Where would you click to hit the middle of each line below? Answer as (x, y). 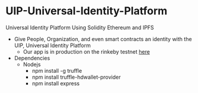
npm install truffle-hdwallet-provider (76, 77)
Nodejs (32, 64)
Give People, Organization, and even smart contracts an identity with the (103, 39)
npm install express (56, 83)
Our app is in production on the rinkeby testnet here (86, 51)
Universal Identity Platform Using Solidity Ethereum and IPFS (80, 27)
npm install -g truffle (57, 70)
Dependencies (32, 58)
